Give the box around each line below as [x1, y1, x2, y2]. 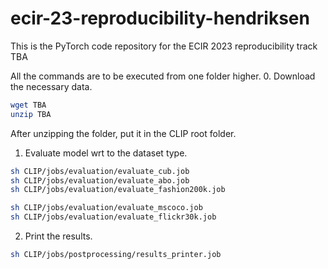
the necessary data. [10, 80, 93, 92]
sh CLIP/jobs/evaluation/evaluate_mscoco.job [10, 203, 203, 213]
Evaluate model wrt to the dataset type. [24, 147, 188, 159]
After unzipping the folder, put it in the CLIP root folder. [10, 127, 237, 139]
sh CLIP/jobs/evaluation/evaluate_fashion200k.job [10, 185, 226, 195]
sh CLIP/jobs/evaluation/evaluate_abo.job [10, 175, 190, 186]
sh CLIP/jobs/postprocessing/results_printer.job [10, 250, 222, 260]
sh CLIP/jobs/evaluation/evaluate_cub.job [10, 166, 190, 176]
